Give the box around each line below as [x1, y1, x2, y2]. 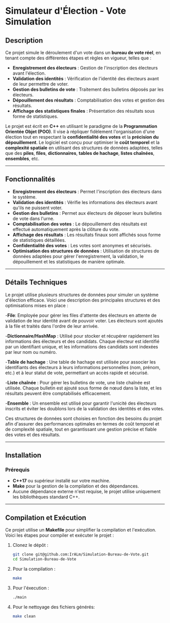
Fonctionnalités [5, 175, 56, 184]
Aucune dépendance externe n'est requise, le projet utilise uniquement [12, 488, 161, 495]
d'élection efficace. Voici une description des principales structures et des [5, 297, 160, 303]
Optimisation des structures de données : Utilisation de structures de [12, 248, 159, 254]
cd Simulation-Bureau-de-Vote [12, 556, 77, 562]
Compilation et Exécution [5, 513, 87, 522]
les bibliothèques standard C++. [12, 494, 80, 500]
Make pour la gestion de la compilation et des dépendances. [12, 483, 139, 489]
